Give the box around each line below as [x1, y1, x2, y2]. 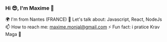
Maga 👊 [5, 31, 22, 37]
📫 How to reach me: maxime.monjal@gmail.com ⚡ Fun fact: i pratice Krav [5, 24, 160, 30]
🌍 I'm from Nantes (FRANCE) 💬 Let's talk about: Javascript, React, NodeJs [5, 16, 162, 22]
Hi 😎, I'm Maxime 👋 [5, 5, 54, 12]
